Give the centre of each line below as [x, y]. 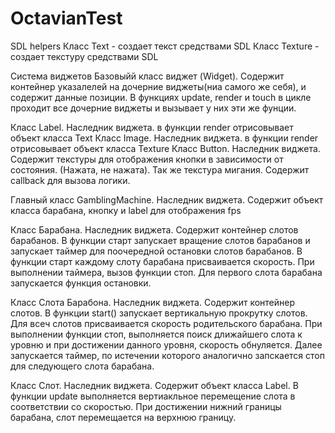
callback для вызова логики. [70, 180]
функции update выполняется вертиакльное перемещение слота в [153, 396]
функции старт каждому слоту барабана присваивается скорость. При [162, 261]
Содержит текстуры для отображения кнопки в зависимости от [147, 159]
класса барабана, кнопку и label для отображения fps [126, 210]
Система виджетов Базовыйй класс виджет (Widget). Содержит [147, 76]
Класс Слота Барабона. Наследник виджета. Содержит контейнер [153, 302]
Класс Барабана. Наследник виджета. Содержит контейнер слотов [154, 229]
